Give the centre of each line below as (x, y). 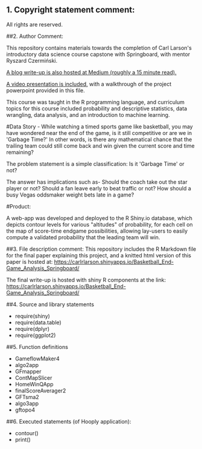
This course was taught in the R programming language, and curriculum (96, 102)
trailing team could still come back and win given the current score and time (100, 146)
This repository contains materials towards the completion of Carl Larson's (99, 48)
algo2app (27, 365)
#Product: (19, 206)
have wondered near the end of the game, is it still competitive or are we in (99, 133)
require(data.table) (38, 322)
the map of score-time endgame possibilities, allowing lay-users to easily (97, 231)
